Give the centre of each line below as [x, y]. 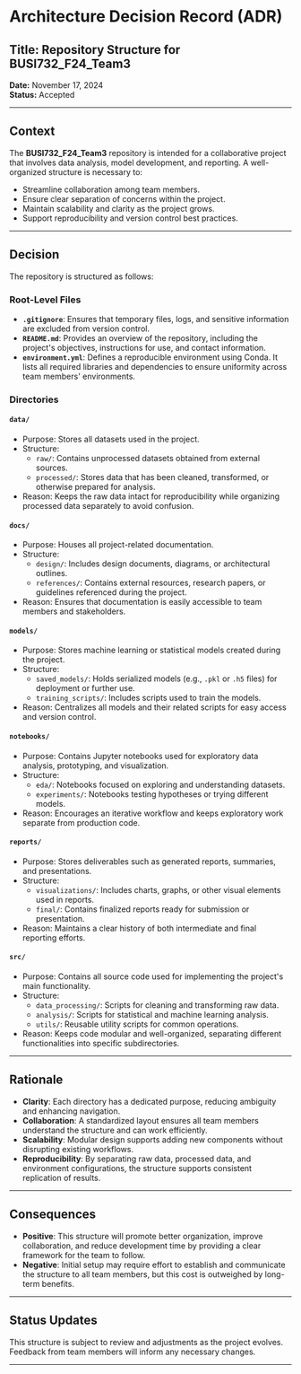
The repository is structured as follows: [82, 276]
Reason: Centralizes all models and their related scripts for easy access [154, 707]
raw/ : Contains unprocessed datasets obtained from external [148, 459]
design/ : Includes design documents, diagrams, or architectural [153, 564]
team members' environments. [79, 376]
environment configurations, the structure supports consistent [137, 1168]
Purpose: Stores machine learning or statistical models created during [151, 650]
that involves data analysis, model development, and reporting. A [129, 162]
